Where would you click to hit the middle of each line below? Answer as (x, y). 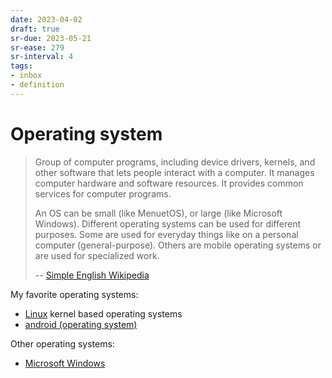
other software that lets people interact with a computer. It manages (174, 172)
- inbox (26, 76)
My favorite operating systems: (74, 294)
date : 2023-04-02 (46, 19)
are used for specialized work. (97, 255)
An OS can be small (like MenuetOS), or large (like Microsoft (158, 213)
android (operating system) (81, 324)
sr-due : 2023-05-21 (51, 38)
